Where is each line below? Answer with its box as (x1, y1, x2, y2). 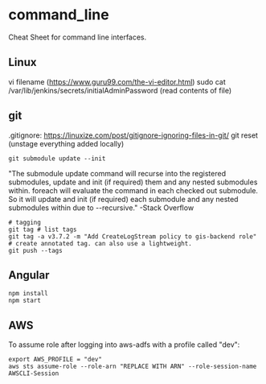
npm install (8, 290, 48, 298)
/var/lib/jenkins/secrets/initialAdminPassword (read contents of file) (8, 85, 232, 95)
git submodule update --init (8, 155, 106, 163)
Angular (8, 268, 50, 282)
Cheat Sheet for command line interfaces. (8, 32, 147, 42)
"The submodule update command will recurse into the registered (8, 168, 227, 178)
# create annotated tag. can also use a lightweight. (8, 239, 193, 247)
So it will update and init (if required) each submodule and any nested (8, 194, 239, 204)
